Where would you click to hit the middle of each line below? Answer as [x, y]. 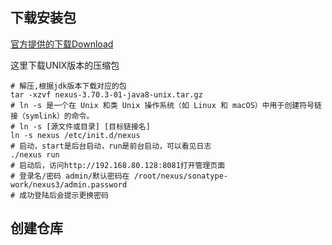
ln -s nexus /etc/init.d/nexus [75, 135]
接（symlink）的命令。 [52, 116]
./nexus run [35, 154]
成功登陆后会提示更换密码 [64, 195]
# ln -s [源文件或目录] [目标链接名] [80, 126]
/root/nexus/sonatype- [180, 176]
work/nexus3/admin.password [69, 184]
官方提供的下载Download [62, 44]
